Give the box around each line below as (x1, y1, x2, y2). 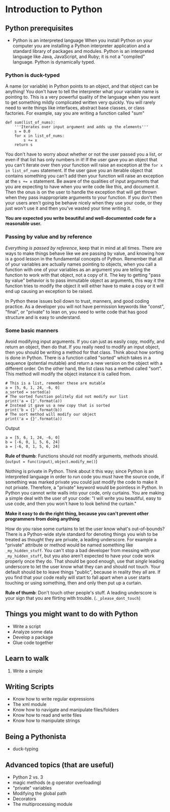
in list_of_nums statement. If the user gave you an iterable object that (5, 167, 153, 173)
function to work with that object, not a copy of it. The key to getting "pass (5, 272, 161, 278)
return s (14, 142, 33, 148)
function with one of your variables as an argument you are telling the (5, 266, 151, 273)
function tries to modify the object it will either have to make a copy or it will (5, 282, 164, 288)
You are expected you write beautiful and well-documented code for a (5, 215, 156, 221)
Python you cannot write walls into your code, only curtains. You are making (5, 489, 164, 496)
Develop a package (12, 634, 53, 640)
